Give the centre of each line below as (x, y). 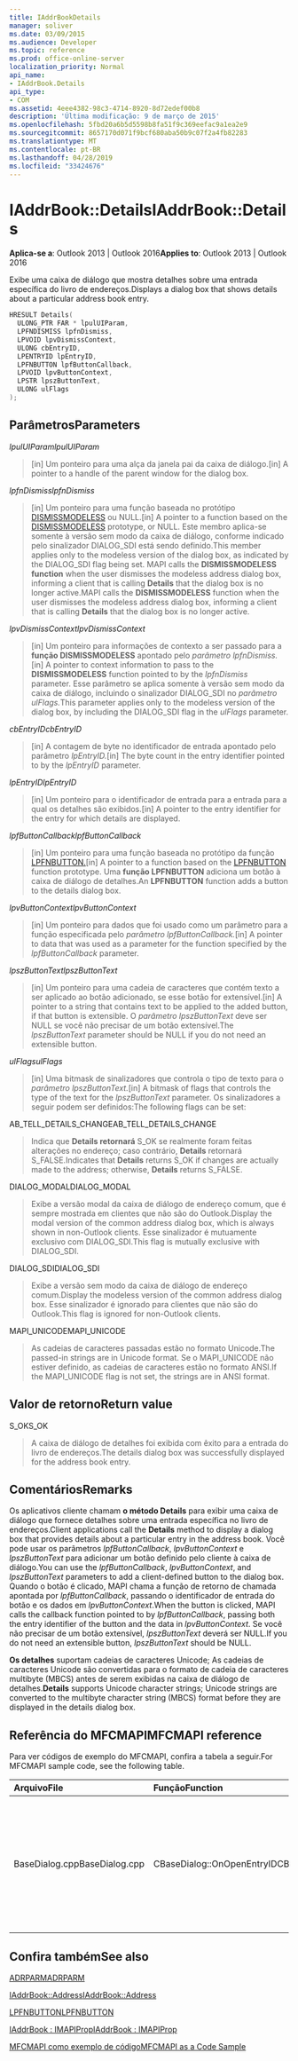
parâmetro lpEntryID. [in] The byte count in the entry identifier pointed (158, 755)
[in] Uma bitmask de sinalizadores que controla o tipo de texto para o (157, 1078)
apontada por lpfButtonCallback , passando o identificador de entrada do (142, 1596)
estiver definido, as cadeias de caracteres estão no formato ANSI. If (154, 1367)
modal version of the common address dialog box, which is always (153, 1222)
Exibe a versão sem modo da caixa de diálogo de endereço (139, 1285)
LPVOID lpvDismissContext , (67, 340)
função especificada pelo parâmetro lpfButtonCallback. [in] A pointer (157, 934)
